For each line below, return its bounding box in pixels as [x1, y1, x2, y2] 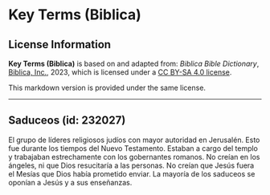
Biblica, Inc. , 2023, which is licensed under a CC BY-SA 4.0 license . [8, 67, 232, 77]
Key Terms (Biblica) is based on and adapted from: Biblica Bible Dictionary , [8, 59, 260, 68]
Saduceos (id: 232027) [8, 114, 126, 128]
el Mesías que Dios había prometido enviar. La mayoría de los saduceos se [8, 169, 256, 178]
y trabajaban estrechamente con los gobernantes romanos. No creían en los [8, 152, 260, 161]
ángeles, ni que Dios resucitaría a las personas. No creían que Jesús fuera [8, 160, 255, 170]
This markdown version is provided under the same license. [8, 83, 207, 92]
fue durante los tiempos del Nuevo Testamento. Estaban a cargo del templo [8, 143, 259, 153]
